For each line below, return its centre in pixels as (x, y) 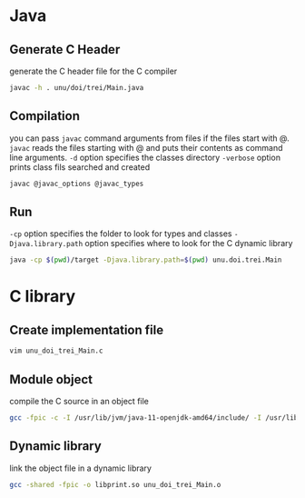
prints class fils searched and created (80, 167)
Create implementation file (87, 329)
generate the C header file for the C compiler (93, 71)
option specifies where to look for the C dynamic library (189, 244)
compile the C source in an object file (79, 401)
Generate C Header (65, 50)
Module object (51, 379)
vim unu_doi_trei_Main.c (56, 351)
